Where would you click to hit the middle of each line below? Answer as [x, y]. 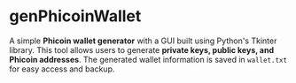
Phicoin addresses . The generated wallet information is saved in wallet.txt [148, 59]
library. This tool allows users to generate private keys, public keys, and [142, 49]
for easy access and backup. [62, 69]
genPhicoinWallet [75, 16]
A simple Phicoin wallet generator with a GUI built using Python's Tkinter [143, 41]
